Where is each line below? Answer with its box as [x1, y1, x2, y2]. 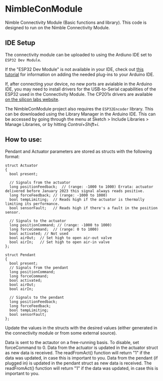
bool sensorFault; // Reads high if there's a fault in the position [9, 205, 158, 210]
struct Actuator [5, 163, 38, 168]
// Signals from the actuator [9, 180, 71, 185]
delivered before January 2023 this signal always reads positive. [5, 188, 145, 193]
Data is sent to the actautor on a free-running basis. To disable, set [5, 339, 139, 345]
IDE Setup [5, 39, 36, 47]
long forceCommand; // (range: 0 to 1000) [9, 227, 99, 232]
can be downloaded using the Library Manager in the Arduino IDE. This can [5, 111, 156, 117]
